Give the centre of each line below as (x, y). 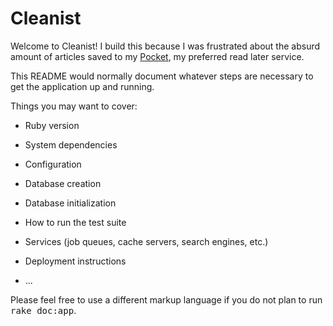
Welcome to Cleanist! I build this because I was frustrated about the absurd (165, 46)
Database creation (63, 183)
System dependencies (71, 144)
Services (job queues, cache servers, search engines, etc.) (146, 241)
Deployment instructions (75, 261)
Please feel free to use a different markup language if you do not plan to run (166, 299)
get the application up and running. (82, 86)
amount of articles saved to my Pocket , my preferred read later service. (157, 56)
